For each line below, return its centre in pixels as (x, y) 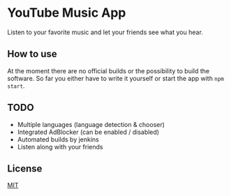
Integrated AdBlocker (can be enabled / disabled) (88, 132)
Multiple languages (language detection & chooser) (91, 124)
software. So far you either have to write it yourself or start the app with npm (116, 78)
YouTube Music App (67, 13)
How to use (32, 54)
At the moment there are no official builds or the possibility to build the (109, 70)
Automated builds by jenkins (58, 139)
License (25, 168)
